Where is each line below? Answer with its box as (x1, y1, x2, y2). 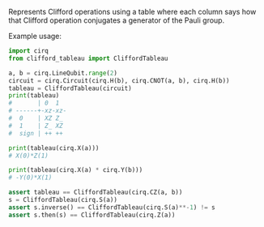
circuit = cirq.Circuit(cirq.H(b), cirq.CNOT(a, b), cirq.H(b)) (8, 76, 230, 84)
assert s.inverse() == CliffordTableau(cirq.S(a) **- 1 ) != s (8, 203, 216, 212)
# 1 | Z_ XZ (8, 122, 63, 130)
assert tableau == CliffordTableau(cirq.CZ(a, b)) (8, 188, 183, 197)
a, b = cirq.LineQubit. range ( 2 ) (8, 69, 117, 77)
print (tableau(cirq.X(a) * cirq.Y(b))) (8, 166, 143, 174)
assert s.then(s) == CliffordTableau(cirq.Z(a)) (8, 211, 176, 219)
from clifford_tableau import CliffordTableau (8, 54, 168, 62)
